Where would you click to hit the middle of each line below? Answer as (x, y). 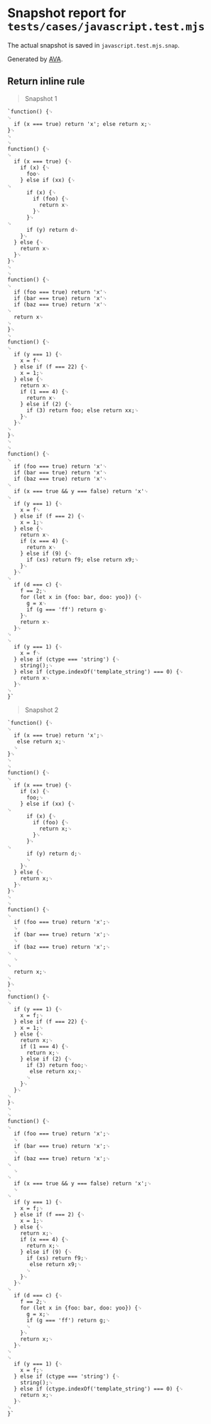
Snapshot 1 (41, 98)
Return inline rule (46, 81)
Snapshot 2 (42, 710)
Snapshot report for (67, 13)
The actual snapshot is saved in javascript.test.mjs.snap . (93, 45)
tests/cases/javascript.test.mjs (106, 27)
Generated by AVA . (35, 59)
